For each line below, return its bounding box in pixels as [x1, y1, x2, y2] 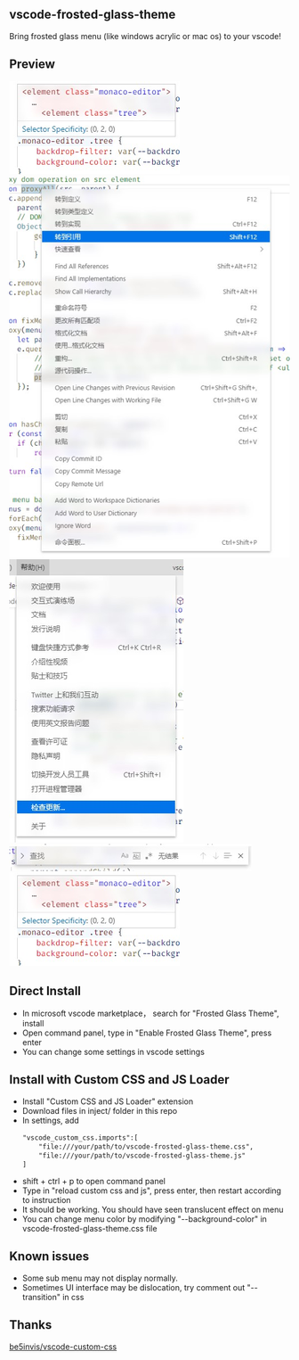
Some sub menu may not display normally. [21, 1273, 178, 1283]
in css [61, 1291, 85, 1302]
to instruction [21, 1194, 71, 1205]
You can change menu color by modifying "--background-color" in [21, 1213, 267, 1224]
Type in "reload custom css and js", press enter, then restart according [21, 1185, 282, 1196]
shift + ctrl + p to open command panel [21, 1175, 166, 1186]
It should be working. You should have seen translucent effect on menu [21, 1204, 284, 1215]
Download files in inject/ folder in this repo [21, 1105, 178, 1116]
